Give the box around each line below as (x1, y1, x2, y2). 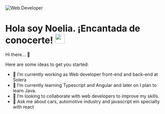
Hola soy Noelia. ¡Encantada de (5, 23, 140, 34)
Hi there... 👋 (5, 51, 31, 57)
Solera (12, 77, 27, 83)
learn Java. (12, 87, 37, 94)
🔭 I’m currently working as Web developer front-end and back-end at (12, 71, 158, 77)
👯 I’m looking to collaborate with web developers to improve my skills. (12, 93, 159, 99)
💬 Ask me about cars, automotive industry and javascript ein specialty (12, 98, 160, 104)
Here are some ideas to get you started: (5, 61, 89, 67)
